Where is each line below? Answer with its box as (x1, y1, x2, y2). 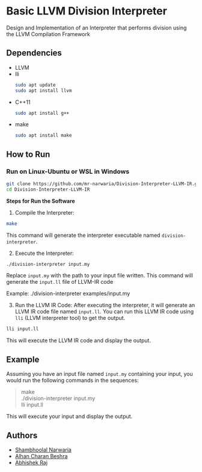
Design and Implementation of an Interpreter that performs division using (6, 24, 187, 31)
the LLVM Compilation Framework (6, 30, 90, 37)
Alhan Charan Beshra (14, 452, 68, 459)
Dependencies (6, 48, 62, 58)
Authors (6, 430, 38, 440)
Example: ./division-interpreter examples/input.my (6, 290, 130, 297)
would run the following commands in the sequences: (6, 377, 139, 384)
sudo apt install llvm (14, 87, 72, 94)
